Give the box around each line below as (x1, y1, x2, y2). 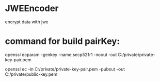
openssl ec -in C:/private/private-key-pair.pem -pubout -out (5, 66, 125, 72)
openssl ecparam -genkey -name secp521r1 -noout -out (5, 52, 117, 57)
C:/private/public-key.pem (5, 71, 58, 77)
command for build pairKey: (5, 36, 120, 47)
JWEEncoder (5, 3, 59, 14)
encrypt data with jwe (5, 19, 48, 25)
